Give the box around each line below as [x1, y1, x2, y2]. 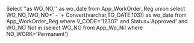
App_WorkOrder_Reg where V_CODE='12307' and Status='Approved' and [6, 18, 188, 24]
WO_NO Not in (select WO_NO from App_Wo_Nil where [6, 24, 143, 31]
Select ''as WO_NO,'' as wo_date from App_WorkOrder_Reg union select [6, 5, 186, 12]
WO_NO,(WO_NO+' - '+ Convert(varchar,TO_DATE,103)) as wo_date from [6, 11, 187, 19]
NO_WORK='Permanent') [6, 30, 69, 38]
